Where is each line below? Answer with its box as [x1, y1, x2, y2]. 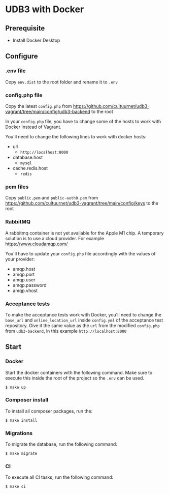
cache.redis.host [12, 165, 48, 171]
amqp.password [12, 282, 47, 288]
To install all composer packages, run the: [5, 408, 93, 414]
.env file [5, 67, 26, 74]
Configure [5, 52, 38, 61]
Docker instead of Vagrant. [5, 124, 62, 130]
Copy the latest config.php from [5, 103, 72, 109]
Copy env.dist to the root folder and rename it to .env [5, 79, 118, 85]
